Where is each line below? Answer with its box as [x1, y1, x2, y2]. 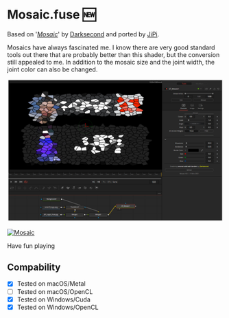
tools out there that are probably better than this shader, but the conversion [7, 50, 220, 58]
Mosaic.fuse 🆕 [7, 7, 96, 23]
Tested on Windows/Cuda [16, 295, 91, 304]
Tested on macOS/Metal [16, 280, 86, 288]
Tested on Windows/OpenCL [16, 303, 99, 311]
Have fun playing [7, 241, 56, 250]
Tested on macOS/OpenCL [16, 287, 93, 295]
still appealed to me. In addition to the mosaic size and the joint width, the [7, 58, 215, 66]
